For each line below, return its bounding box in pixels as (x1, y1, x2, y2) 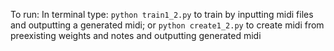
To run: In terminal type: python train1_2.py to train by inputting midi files (10, 9, 314, 20)
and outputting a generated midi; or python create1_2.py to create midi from (10, 19, 325, 31)
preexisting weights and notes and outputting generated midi (10, 30, 262, 41)
